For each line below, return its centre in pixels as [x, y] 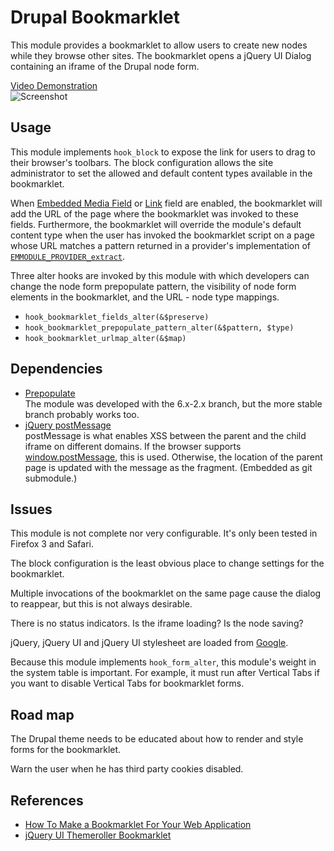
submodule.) [51, 478]
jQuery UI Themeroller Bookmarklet [98, 835]
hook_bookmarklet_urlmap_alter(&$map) [105, 338]
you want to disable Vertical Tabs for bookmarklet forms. [127, 683]
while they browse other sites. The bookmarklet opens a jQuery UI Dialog [161, 55]
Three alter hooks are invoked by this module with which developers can [160, 275]
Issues [31, 509]
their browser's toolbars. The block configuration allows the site [142, 162]
